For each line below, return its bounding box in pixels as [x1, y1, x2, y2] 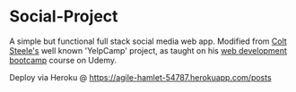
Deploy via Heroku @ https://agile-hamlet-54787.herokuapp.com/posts [9, 71, 272, 82]
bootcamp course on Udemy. [9, 54, 118, 65]
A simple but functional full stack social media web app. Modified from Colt [9, 36, 287, 46]
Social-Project [9, 6, 118, 27]
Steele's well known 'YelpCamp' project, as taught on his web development [9, 45, 287, 55]
